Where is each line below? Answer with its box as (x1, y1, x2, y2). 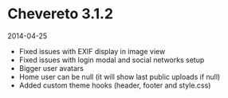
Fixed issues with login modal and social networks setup (18, 55, 205, 65)
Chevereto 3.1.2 (7, 5, 113, 23)
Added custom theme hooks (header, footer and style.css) (18, 80, 211, 90)
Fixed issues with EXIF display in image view (18, 46, 166, 56)
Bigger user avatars (18, 63, 85, 73)
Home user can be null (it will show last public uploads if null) (18, 72, 221, 81)
